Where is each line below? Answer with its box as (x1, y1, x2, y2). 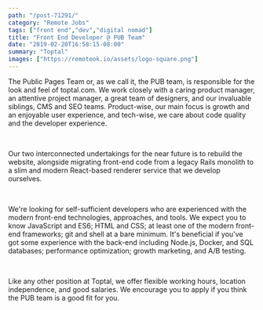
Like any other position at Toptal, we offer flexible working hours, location (8, 276, 246, 286)
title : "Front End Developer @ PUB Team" (8, 33, 146, 42)
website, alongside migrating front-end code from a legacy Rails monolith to (8, 157, 254, 166)
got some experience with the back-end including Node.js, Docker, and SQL (8, 237, 254, 247)
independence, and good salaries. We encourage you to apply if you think (8, 284, 247, 294)
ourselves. (8, 173, 42, 183)
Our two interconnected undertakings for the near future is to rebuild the (8, 148, 243, 158)
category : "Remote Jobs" (8, 19, 89, 27)
